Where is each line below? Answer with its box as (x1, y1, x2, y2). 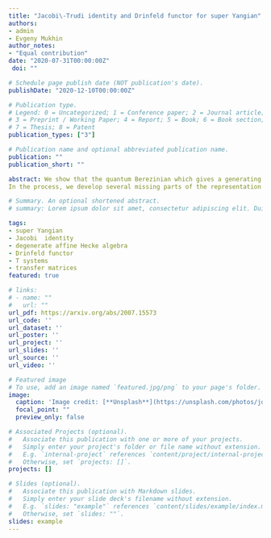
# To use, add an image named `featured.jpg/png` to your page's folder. (8, 383, 262, 391)
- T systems (8, 256, 48, 265)
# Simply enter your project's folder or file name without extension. (8, 443, 262, 451)
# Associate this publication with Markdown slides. (8, 487, 197, 496)
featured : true (8, 272, 60, 280)
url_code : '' (8, 316, 52, 324)
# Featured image (8, 376, 67, 384)
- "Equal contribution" (8, 49, 89, 57)
